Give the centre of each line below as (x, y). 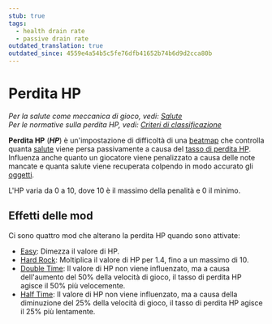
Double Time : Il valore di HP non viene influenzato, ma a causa (125, 268)
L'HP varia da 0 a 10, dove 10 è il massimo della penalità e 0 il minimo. (125, 190)
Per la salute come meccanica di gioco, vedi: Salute (95, 116)
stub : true (27, 16)
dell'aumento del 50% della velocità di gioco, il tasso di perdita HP (131, 277)
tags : (17, 23)
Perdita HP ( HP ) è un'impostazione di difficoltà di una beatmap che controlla (136, 140)
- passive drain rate (52, 38)
